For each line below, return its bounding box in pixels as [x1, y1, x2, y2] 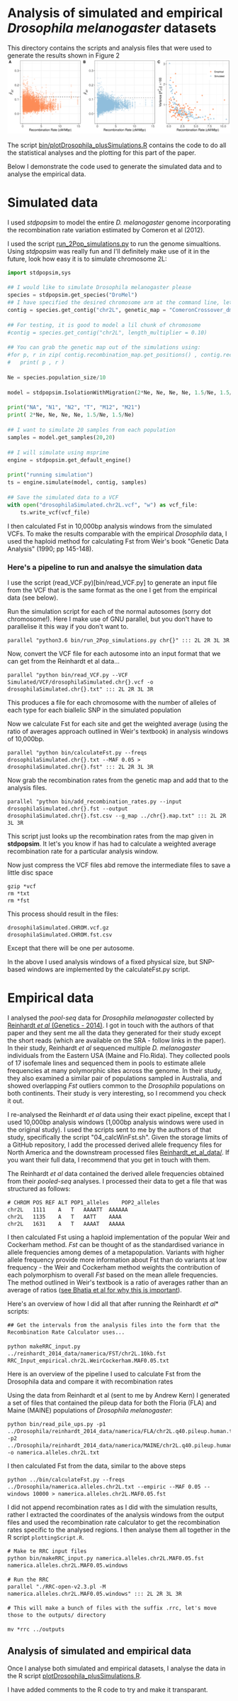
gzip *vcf [7, 882, 37, 890]
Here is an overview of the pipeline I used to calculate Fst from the [7, 1369, 202, 1378]
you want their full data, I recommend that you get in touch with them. [7, 1155, 211, 1164]
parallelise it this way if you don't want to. [7, 622, 129, 630]
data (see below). [7, 593, 59, 602]
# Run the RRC [7, 1576, 50, 1583]
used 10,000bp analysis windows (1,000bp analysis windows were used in [7, 1118, 225, 1126]
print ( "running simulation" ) [7, 471, 93, 479]
